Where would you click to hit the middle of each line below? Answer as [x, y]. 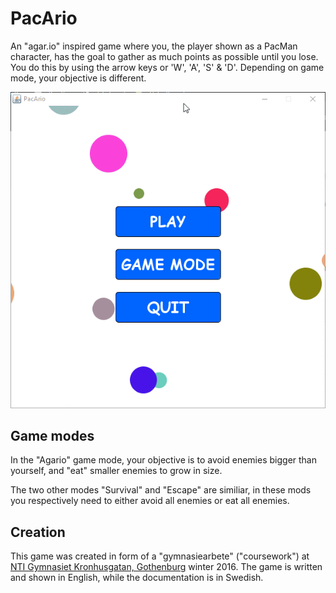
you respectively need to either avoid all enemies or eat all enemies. [150, 501]
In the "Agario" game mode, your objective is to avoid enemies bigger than [163, 460]
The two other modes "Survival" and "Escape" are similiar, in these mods [161, 490]
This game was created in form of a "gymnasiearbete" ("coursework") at [160, 556]
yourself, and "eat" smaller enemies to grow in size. [116, 471]
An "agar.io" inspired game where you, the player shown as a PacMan [154, 46]
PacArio [44, 18]
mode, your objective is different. [78, 78]
